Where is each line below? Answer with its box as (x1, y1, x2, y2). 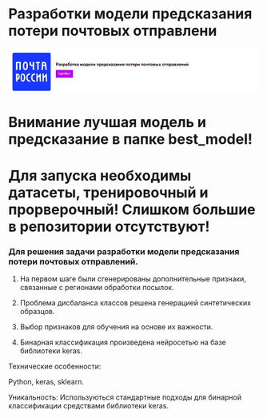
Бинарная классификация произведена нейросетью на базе (19, 337, 226, 348)
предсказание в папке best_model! (8, 129, 253, 148)
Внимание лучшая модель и (8, 113, 206, 131)
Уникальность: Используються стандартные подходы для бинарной (8, 392, 242, 402)
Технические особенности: (8, 361, 102, 372)
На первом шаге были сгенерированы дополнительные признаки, (19, 274, 246, 284)
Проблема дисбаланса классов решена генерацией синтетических (19, 298, 252, 308)
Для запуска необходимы (8, 166, 192, 185)
